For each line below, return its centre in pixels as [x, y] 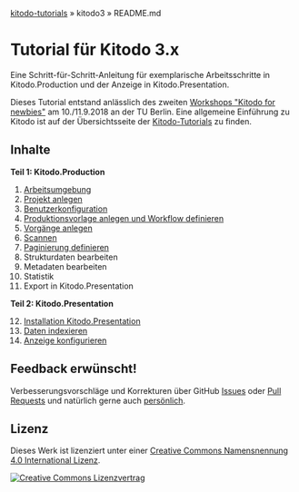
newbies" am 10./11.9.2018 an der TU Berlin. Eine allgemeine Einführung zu [150, 112]
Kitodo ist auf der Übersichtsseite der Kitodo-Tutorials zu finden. [131, 121]
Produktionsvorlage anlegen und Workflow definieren [124, 218]
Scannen [40, 237]
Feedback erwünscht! [74, 369]
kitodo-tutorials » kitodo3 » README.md [86, 13]
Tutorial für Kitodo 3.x [95, 50]
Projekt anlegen [53, 199]
